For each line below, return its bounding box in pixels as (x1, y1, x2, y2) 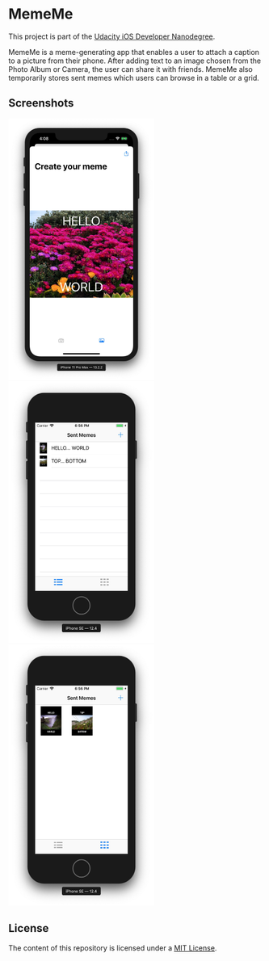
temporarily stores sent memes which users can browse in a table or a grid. (8, 73, 260, 82)
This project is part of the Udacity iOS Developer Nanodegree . (8, 31, 216, 41)
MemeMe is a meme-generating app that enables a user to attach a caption (8, 47, 260, 57)
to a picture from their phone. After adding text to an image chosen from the (8, 56, 262, 65)
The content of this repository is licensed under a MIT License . (8, 942, 217, 953)
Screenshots (8, 96, 74, 110)
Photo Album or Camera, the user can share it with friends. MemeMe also (8, 64, 253, 73)
